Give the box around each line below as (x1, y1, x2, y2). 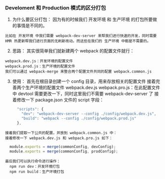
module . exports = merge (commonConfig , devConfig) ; (9, 144, 116, 149)
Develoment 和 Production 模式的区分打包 (5, 4, 106, 11)
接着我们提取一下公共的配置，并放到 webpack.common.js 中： (5, 130, 117, 135)
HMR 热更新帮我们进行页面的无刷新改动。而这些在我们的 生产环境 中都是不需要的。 (5, 38, 151, 44)
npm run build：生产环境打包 (9, 169, 64, 174)
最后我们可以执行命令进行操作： (5, 159, 61, 164)
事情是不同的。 (16, 23, 47, 29)
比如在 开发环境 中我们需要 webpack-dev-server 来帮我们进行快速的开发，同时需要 (5, 34, 157, 38)
